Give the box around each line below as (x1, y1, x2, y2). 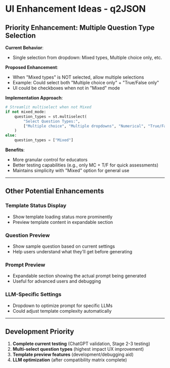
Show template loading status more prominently (12, 214, 113, 220)
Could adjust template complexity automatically (12, 308, 112, 314)
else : (5, 133, 17, 138)
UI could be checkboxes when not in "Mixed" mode (12, 85, 120, 91)
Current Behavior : (5, 45, 44, 51)
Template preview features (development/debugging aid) (12, 351, 134, 358)
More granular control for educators (12, 157, 88, 162)
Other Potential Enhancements (5, 187, 104, 195)
